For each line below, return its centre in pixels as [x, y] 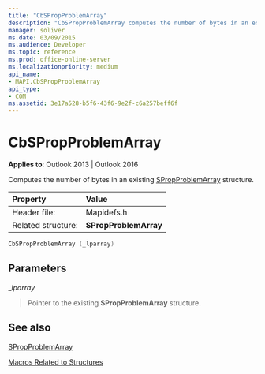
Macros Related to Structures [56, 362]
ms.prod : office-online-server [60, 60]
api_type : [24, 89]
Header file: [34, 212]
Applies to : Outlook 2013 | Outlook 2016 [73, 165]
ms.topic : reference [42, 52]
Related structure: [45, 226]
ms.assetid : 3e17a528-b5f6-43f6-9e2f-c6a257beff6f [93, 103]
